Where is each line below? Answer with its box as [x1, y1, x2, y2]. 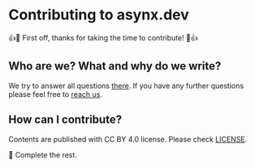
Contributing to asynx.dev [8, 6, 189, 24]
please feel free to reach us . [8, 89, 103, 99]
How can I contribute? [8, 113, 123, 127]
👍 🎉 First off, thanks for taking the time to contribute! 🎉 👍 [8, 32, 198, 42]
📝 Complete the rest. [8, 149, 77, 159]
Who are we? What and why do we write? [8, 59, 222, 73]
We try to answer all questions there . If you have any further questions [8, 81, 244, 90]
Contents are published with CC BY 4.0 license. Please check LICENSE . [8, 134, 248, 144]
